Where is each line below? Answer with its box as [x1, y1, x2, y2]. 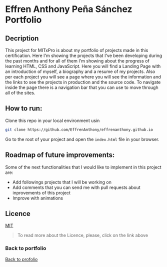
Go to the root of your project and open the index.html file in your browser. [5, 136, 159, 142]
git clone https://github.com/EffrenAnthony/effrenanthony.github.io [5, 127, 153, 132]
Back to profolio [5, 256, 38, 262]
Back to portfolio [5, 245, 46, 252]
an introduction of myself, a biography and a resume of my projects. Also [5, 68, 155, 74]
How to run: [5, 104, 42, 113]
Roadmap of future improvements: [5, 151, 115, 159]
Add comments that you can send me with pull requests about [12, 184, 141, 190]
